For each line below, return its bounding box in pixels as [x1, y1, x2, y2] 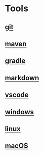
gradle [5, 57, 26, 65]
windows [5, 108, 34, 116]
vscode [5, 91, 29, 99]
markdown [5, 73, 39, 82]
